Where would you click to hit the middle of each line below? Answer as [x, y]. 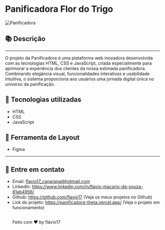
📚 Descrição [25, 39]
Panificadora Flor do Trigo [59, 9]
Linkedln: [21, 187]
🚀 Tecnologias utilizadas [43, 100]
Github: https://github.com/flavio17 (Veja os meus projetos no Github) [82, 197]
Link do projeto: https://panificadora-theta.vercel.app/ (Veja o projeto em [86, 202]
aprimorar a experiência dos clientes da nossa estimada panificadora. [76, 68]
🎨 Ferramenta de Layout [42, 137]
